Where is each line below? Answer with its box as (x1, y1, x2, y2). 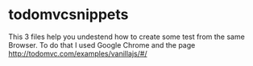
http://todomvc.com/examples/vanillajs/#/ (8, 49, 147, 58)
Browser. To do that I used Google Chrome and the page (8, 40, 196, 49)
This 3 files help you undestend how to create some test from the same (8, 32, 246, 41)
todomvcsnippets (8, 6, 129, 24)
